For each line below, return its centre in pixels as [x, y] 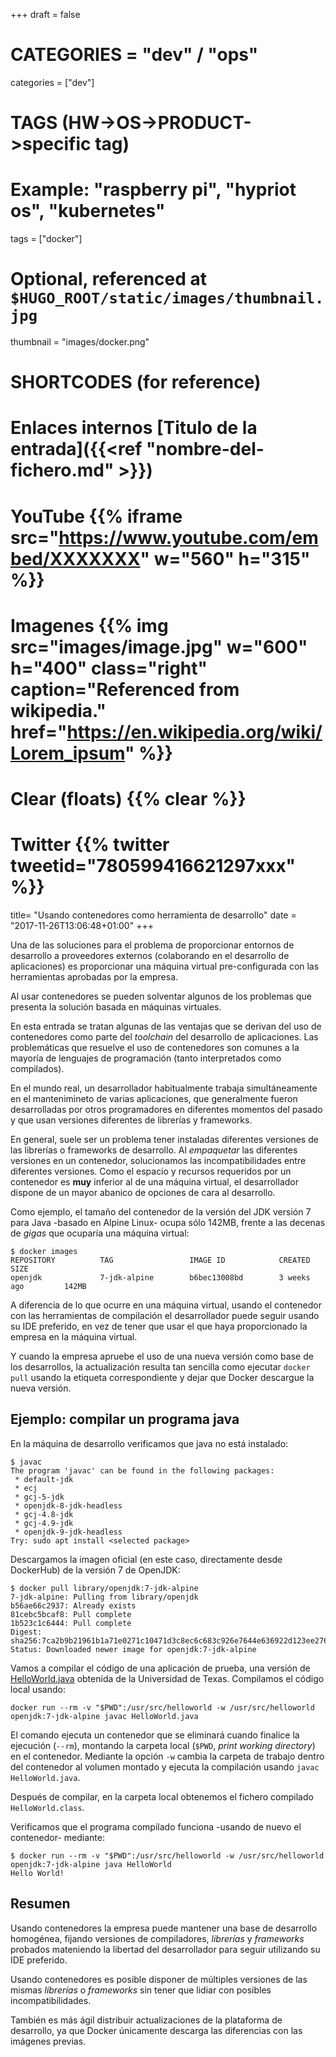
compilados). [37, 1068]
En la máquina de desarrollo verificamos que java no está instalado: [149, 1443]
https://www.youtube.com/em [188, 537]
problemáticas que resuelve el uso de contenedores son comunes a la [155, 1047]
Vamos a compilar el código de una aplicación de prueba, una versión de [160, 1668]
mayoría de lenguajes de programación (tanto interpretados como [146, 1058]
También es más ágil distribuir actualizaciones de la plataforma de [146, 2020]
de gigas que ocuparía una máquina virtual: [100, 1233]
